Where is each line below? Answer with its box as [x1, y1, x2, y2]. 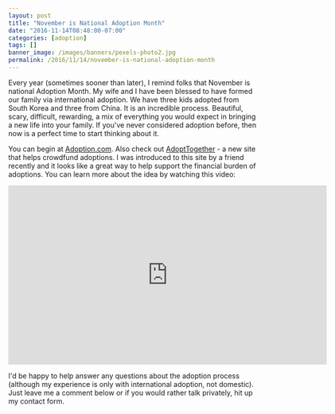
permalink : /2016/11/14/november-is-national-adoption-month [8, 57, 216, 64]
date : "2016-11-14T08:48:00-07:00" [8, 26, 127, 34]
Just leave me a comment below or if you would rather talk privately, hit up [8, 388, 253, 397]
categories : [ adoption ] [8, 33, 88, 42]
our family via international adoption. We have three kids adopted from [8, 95, 240, 104]
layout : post [8, 11, 52, 20]
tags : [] [8, 41, 37, 49]
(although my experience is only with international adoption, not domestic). [8, 379, 255, 389]
